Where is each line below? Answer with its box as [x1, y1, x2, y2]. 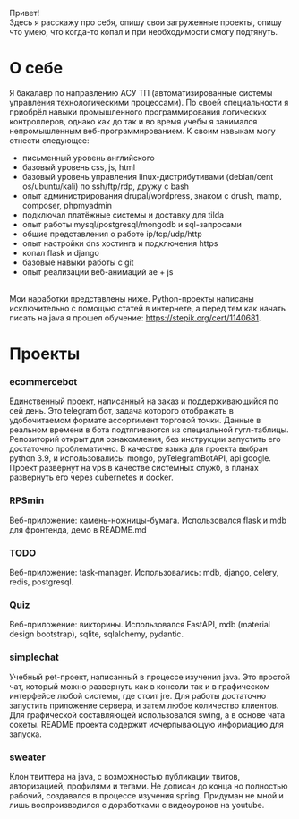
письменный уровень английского [21, 152, 155, 163]
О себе [9, 58, 64, 79]
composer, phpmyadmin [21, 200, 112, 210]
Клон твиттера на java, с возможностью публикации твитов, [9, 771, 241, 781]
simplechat [9, 651, 60, 663]
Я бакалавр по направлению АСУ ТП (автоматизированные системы [9, 87, 273, 98]
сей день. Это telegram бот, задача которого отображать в [9, 405, 235, 416]
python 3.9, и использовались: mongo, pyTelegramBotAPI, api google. [9, 453, 271, 464]
